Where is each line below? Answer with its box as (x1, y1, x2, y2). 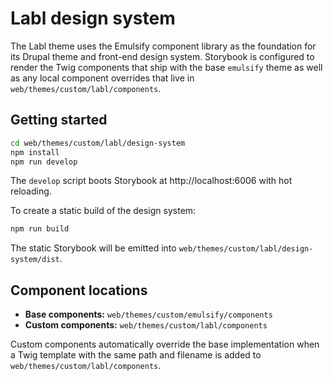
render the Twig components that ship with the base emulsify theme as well (10, 61, 323, 73)
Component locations (10, 282, 148, 299)
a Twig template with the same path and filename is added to (10, 349, 262, 361)
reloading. (10, 185, 52, 197)
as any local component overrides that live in (10, 72, 195, 84)
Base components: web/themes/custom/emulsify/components (24, 308, 273, 321)
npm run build (10, 224, 70, 234)
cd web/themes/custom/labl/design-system (10, 138, 186, 148)
